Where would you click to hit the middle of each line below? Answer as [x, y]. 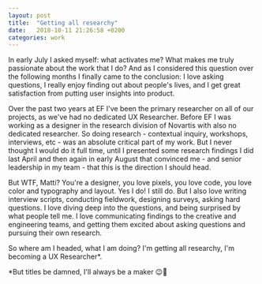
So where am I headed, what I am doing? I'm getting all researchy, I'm [122, 248]
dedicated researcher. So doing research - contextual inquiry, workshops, [128, 134]
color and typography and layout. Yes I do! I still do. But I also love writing [127, 191]
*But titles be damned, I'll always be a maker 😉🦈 [88, 272]
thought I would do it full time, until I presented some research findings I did [131, 151]
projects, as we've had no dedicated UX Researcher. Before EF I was [120, 117]
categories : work [37, 37]
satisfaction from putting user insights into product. [92, 93]
